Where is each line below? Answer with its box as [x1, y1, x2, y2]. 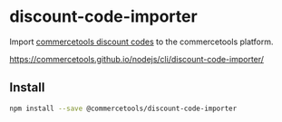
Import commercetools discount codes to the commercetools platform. [9, 36, 274, 47]
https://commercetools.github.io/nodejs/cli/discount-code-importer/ [9, 53, 265, 64]
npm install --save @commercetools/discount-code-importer [9, 104, 238, 113]
